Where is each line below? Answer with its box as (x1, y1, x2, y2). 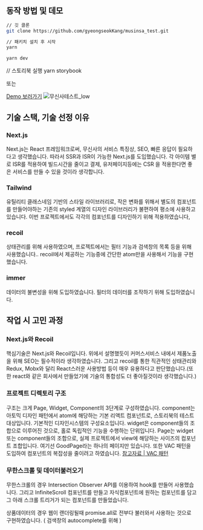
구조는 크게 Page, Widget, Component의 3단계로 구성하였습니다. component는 (6, 404, 195, 411)
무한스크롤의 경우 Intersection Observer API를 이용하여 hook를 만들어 (6, 481, 173, 489)
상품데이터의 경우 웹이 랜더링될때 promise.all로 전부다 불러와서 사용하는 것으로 (6, 509, 192, 517)
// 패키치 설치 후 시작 (6, 39, 56, 45)
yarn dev (6, 55, 28, 62)
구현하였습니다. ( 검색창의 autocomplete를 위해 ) (6, 517, 122, 524)
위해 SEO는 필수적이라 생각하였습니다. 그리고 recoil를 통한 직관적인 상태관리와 (12, 357, 197, 365)
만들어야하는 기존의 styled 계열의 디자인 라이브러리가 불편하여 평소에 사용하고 (12, 205, 196, 213)
